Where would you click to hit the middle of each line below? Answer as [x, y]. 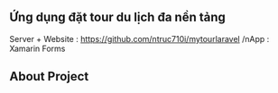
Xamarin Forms [37, 48]
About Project [49, 76]
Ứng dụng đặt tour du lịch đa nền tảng [117, 17]
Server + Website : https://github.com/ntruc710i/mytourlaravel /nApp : [139, 38]
